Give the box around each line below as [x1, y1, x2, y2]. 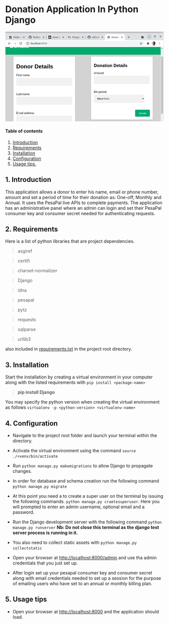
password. [12, 509, 35, 515]
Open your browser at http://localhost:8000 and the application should [12, 608, 159, 614]
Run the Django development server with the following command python [12, 519, 162, 525]
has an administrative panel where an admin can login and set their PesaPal [5, 205, 162, 211]
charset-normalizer [17, 268, 58, 274]
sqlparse [17, 326, 36, 332]
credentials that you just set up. [12, 560, 78, 566]
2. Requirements [5, 225, 58, 233]
